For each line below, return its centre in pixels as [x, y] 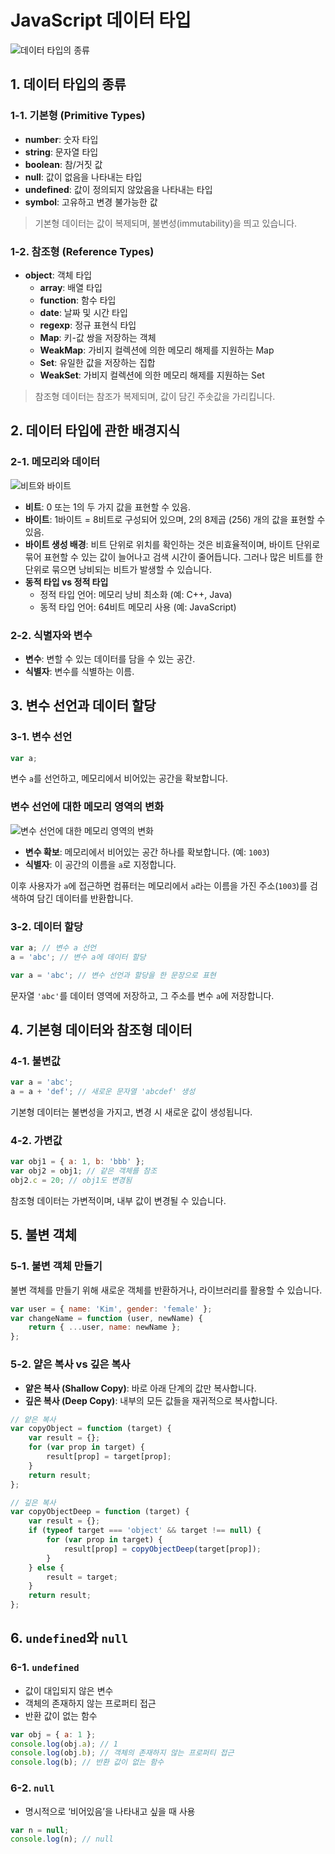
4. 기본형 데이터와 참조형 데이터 [101, 1030]
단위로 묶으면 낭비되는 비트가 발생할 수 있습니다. [118, 569]
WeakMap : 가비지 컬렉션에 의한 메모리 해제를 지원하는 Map [157, 350]
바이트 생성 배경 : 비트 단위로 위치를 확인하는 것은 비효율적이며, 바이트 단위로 [172, 544]
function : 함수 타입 [78, 300]
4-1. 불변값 [35, 1061]
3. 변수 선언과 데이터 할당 [83, 706]
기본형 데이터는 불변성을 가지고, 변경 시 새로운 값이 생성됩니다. [131, 1112]
